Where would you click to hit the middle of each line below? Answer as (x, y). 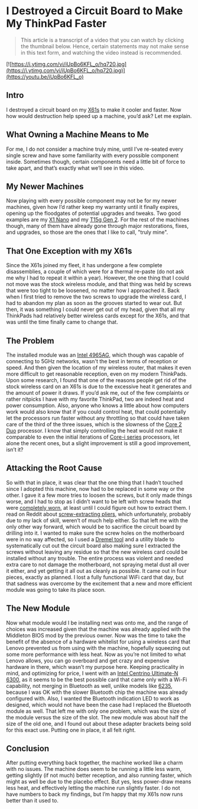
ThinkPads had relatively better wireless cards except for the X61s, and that (98, 316)
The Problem (30, 340)
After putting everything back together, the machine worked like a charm (95, 763)
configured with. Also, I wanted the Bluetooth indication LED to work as (92, 698)
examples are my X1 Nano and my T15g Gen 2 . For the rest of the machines (98, 220)
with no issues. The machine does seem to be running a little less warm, (94, 769)
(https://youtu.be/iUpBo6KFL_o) (45, 77)
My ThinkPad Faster (56, 23)
